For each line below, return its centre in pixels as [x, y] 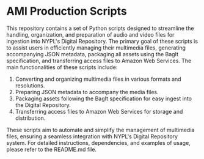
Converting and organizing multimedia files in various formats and [98, 79]
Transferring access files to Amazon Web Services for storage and [99, 111]
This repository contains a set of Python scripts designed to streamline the [100, 28]
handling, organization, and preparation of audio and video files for [90, 34]
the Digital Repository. [43, 105]
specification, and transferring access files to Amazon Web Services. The [99, 61]
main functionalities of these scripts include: [62, 67]
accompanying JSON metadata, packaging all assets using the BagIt [93, 54]
